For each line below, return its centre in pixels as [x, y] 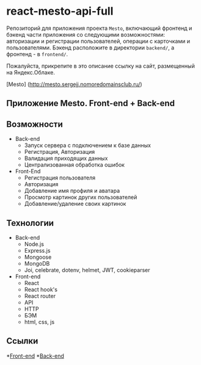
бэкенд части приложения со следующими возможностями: [86, 34]
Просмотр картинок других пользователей [81, 197]
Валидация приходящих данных [66, 158]
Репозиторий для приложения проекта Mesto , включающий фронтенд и [99, 28]
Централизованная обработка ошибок [75, 165]
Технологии [30, 223]
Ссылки [22, 341]
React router [40, 296]
